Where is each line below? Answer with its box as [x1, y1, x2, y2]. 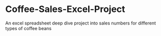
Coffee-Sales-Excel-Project [5, 3, 126, 15]
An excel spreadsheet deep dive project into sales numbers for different [5, 20, 156, 26]
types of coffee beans [5, 25, 52, 31]
